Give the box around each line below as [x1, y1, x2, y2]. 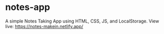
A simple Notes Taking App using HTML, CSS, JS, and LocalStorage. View [5, 18, 159, 24]
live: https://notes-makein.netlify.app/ [5, 23, 83, 29]
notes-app [5, 1, 50, 13]
